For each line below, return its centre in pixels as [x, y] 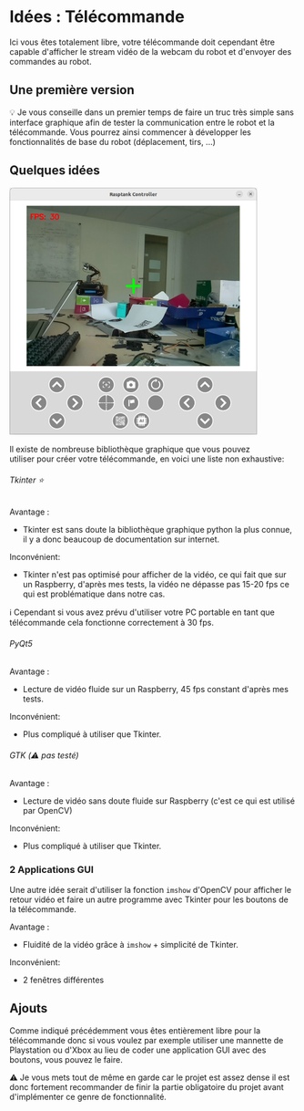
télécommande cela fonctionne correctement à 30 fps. [111, 623]
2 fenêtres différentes [63, 980]
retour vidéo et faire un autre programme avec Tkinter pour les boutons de [149, 899]
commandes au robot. [51, 61]
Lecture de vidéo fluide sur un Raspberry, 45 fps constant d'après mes [156, 690]
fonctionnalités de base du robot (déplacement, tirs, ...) [113, 141]
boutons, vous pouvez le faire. [66, 1059]
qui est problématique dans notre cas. [94, 594]
